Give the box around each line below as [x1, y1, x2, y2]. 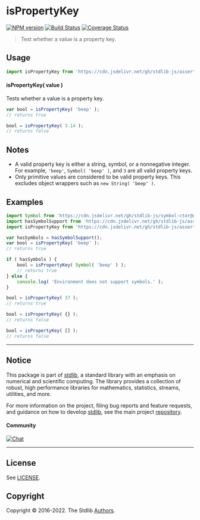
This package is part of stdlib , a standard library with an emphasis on [6, 371, 176, 379]
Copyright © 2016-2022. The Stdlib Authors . [6, 507, 115, 514]
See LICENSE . [6, 473, 40, 481]
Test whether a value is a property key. [20, 35, 117, 42]
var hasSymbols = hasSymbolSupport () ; [6, 235, 102, 241]
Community [6, 422, 36, 429]
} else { [6, 273, 28, 279]
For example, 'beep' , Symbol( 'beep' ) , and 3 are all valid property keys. [14, 167, 193, 174]
